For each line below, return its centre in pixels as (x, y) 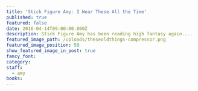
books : (14, 78)
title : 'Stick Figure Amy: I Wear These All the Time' (77, 12)
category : (19, 62)
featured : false (27, 23)
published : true (27, 17)
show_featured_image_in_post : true (51, 51)
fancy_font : (21, 56)
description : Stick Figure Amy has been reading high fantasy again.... (100, 34)
